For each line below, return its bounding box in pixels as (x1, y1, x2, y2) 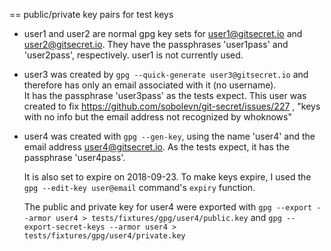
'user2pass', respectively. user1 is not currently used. (23, 49, 244, 61)
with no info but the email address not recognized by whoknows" (23, 111, 292, 123)
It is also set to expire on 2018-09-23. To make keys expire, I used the (23, 171, 312, 183)
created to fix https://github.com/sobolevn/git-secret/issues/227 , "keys (23, 100, 321, 112)
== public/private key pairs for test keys (9, 9, 174, 20)
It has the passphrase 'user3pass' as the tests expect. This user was (23, 90, 307, 101)
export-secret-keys (23, 222, 106, 232)
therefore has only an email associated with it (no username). (23, 79, 277, 91)
